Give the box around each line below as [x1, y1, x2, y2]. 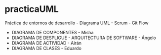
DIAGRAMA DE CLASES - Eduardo [11, 45, 82, 51]
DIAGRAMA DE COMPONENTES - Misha [11, 29, 94, 35]
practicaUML [4, 3, 59, 15]
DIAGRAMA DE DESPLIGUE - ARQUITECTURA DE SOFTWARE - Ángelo [11, 35, 156, 41]
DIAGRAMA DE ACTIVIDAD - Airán [11, 40, 82, 46]
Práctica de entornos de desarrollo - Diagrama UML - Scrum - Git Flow [4, 20, 149, 26]
